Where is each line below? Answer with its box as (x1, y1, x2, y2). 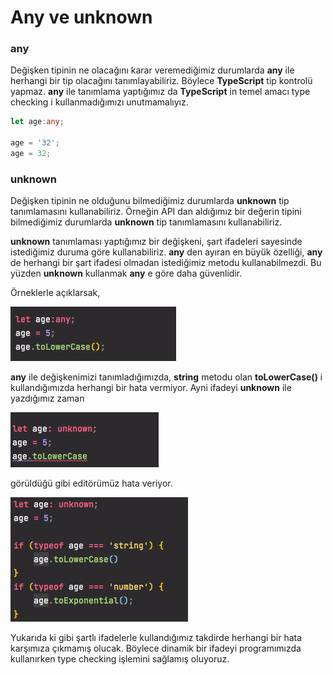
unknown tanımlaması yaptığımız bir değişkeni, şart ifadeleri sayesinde (10, 236, 303, 248)
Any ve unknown (10, 6, 153, 29)
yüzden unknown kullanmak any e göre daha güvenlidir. (10, 267, 243, 280)
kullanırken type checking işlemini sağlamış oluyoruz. (10, 653, 230, 665)
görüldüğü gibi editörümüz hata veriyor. (10, 477, 173, 490)
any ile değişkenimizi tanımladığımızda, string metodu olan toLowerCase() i (10, 371, 323, 383)
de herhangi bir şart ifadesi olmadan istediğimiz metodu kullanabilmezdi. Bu (10, 257, 322, 269)
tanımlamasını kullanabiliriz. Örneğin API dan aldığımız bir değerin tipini (10, 206, 302, 218)
